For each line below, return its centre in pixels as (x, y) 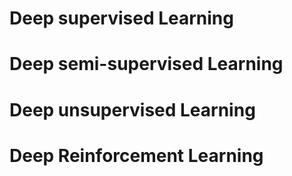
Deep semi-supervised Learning (146, 64)
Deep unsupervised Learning (132, 109)
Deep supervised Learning (121, 18)
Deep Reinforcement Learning (136, 155)
